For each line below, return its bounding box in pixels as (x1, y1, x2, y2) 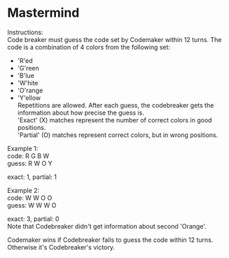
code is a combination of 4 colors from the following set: (7, 43, 170, 51)
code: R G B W (7, 152, 50, 160)
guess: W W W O (7, 201, 57, 209)
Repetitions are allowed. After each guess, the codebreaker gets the (17, 101, 214, 109)
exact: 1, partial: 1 (7, 173, 57, 181)
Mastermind (7, 5, 80, 21)
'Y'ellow (17, 93, 41, 102)
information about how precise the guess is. (17, 108, 145, 117)
